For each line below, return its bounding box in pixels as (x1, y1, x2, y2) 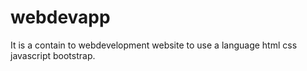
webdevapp (10, 6, 111, 29)
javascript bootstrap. (10, 49, 96, 61)
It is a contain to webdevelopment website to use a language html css (10, 39, 298, 51)
